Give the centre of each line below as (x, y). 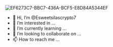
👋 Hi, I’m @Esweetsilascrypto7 (44, 17)
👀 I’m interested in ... (34, 23)
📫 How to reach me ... (36, 39)
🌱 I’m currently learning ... (40, 28)
